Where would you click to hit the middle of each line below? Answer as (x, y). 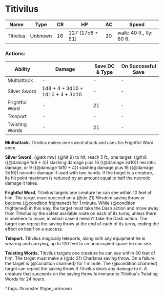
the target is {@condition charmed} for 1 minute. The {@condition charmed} (81, 264)
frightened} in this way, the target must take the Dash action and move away (82, 208)
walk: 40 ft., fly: (135, 33)
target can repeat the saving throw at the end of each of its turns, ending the (82, 224)
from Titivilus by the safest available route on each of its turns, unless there (81, 213)
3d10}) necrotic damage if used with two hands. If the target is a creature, (79, 173)
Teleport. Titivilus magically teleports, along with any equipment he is (75, 238)
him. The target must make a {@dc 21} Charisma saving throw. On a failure (80, 258)
